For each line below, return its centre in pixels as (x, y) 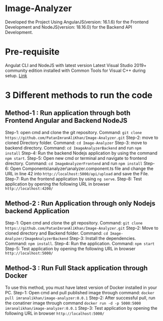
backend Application (37, 211)
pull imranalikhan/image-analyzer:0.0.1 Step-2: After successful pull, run (80, 298)
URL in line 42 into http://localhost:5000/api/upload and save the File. (77, 173)
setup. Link (16, 75)
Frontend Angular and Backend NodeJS (66, 121)
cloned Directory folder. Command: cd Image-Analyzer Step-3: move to (76, 143)
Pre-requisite (32, 52)
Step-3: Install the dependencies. (103, 238)
